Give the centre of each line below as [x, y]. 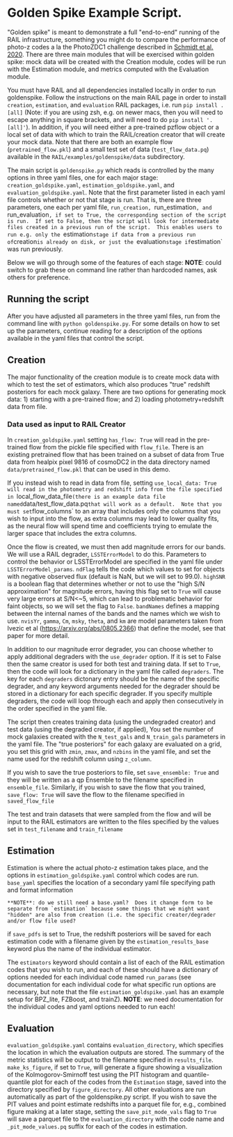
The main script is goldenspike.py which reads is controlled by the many [111, 170]
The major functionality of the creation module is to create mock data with [113, 377]
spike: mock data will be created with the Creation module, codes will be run [116, 61]
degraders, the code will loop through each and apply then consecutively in [115, 701]
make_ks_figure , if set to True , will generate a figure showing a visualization [115, 1067]
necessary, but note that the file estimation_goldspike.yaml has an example [116, 991]
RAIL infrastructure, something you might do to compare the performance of [116, 39]
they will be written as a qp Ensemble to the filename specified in [100, 780]
